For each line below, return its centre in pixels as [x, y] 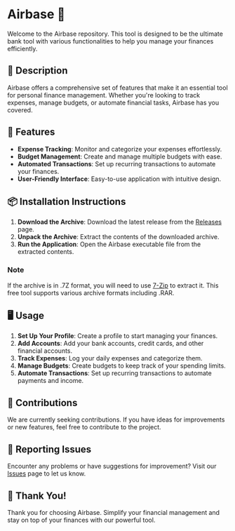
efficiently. [22, 48]
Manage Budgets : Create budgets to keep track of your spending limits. [121, 366]
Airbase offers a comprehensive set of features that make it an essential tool [117, 88]
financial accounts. [45, 351]
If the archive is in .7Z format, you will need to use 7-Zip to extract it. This [113, 285]
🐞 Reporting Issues [49, 449]
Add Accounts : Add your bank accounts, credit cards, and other [110, 344]
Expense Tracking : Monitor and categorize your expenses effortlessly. [120, 149]
